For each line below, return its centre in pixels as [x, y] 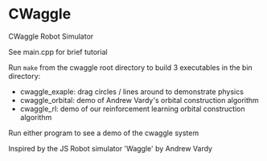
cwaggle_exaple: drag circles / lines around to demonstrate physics [131, 91]
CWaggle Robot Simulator [51, 36]
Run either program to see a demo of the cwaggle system [104, 133]
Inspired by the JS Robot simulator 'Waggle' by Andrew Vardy [111, 148]
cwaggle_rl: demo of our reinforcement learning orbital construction [132, 109]
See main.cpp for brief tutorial [58, 52]
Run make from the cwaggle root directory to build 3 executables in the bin [131, 67]
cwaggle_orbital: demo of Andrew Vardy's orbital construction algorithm [139, 100]
